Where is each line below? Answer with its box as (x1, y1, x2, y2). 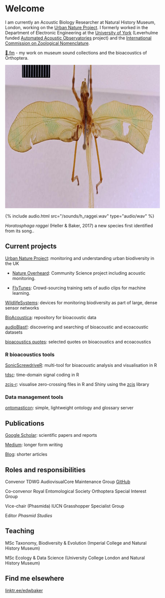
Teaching (5, 527, 34, 535)
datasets (5, 329, 23, 335)
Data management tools (5, 393, 64, 400)
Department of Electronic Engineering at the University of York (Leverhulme (5, 30, 158, 35)
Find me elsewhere (5, 574, 65, 583)
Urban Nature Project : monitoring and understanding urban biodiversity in (5, 255, 155, 261)
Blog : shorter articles (5, 452, 48, 457)
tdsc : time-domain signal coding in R (5, 372, 80, 378)
